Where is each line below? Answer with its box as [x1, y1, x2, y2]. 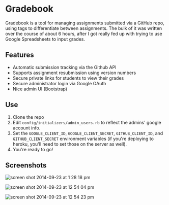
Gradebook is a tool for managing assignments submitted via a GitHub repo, [5, 20, 164, 26]
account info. [12, 125, 41, 131]
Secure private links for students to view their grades [12, 75, 124, 81]
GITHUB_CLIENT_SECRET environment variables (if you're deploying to [12, 135, 154, 142]
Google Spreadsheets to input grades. [5, 36, 86, 42]
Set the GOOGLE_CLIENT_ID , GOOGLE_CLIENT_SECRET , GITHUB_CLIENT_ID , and [12, 130, 163, 136]
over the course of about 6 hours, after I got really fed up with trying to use [5, 30, 162, 37]
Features [5, 51, 34, 59]
